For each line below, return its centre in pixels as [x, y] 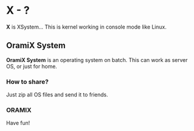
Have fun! [18, 123]
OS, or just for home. [32, 66]
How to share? [27, 82]
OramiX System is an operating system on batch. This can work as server [97, 60]
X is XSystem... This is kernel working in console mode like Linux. [86, 27]
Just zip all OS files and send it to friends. [57, 95]
